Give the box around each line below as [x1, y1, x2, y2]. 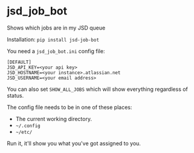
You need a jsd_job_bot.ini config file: [7, 47, 105, 55]
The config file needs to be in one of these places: [7, 104, 132, 111]
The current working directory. [15, 115, 92, 122]
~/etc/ [15, 129, 33, 135]
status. [7, 92, 24, 99]
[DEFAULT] [7, 59, 32, 65]
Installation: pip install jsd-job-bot [7, 36, 99, 43]
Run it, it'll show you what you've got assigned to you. [7, 140, 141, 147]
